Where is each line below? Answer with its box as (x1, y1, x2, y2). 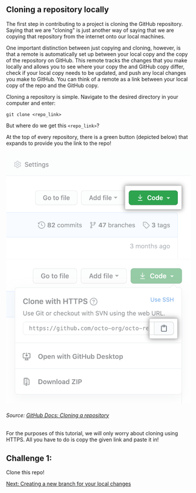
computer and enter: (6, 100, 56, 107)
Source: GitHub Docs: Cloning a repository (6, 412, 110, 419)
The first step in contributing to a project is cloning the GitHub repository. (6, 20, 183, 27)
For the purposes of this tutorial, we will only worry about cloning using (6, 430, 178, 437)
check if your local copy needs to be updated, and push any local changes (6, 69, 187, 76)
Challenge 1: (6, 453, 52, 463)
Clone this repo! (6, 469, 45, 476)
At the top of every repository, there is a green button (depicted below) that (6, 133, 188, 140)
